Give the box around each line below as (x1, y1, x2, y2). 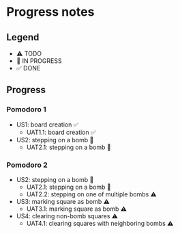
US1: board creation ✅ (16, 120, 79, 129)
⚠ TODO (16, 49, 42, 57)
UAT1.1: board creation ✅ (26, 128, 96, 136)
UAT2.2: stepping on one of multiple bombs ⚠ (26, 190, 157, 198)
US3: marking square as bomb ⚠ (16, 197, 110, 205)
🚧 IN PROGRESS (16, 57, 62, 65)
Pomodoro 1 (6, 105, 47, 114)
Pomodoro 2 (6, 160, 48, 170)
